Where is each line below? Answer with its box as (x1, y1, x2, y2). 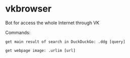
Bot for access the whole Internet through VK (5, 20, 100, 26)
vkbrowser (5, 3, 52, 15)
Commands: (5, 29, 31, 35)
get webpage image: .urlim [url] (5, 48, 76, 53)
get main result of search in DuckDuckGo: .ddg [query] (5, 39, 125, 44)
